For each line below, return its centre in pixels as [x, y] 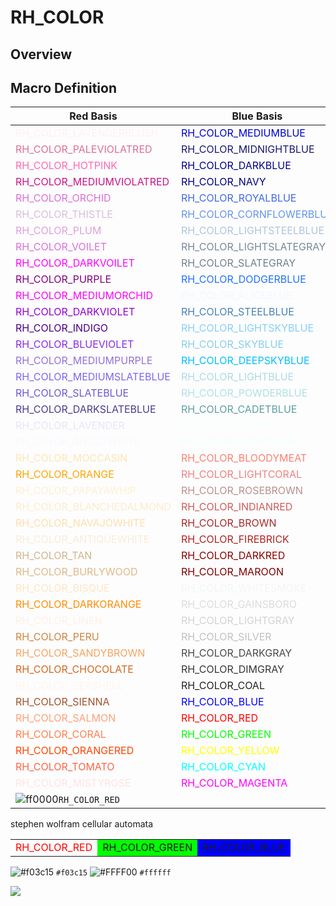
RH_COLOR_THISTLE [64, 214]
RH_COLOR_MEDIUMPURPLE [84, 361]
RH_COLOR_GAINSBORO [238, 604]
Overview [41, 54]
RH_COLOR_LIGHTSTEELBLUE [252, 231]
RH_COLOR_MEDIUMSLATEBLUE [93, 377]
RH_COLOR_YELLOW [230, 751]
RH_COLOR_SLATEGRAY [238, 263]
